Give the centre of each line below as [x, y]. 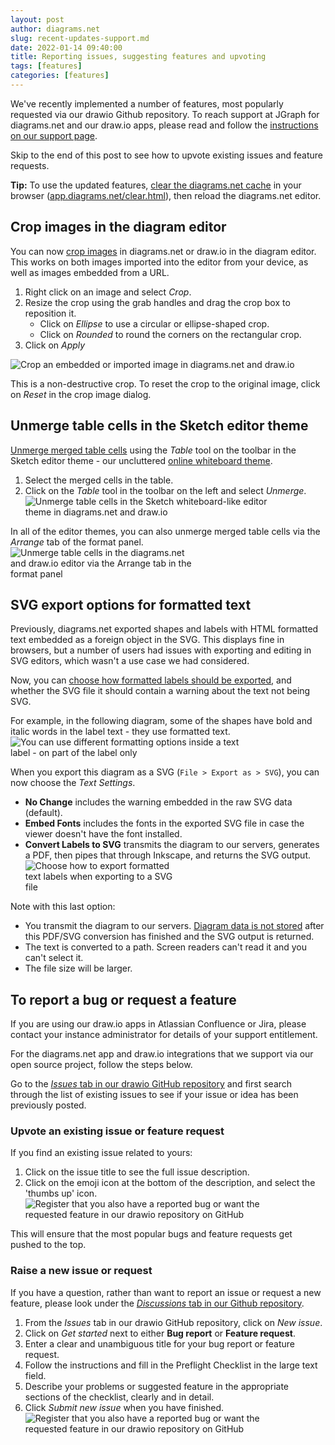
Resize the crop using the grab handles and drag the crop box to [157, 302]
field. [35, 1375]
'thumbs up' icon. [61, 1193]
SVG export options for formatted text [131, 604]
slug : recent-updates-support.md [80, 38]
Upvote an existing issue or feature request [117, 1131]
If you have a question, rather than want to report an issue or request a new [166, 1292]
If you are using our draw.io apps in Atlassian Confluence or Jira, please [158, 1024]
